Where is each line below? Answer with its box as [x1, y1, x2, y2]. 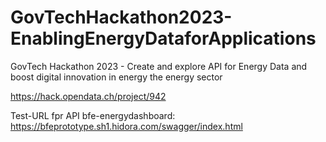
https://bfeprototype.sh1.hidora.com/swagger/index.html [10, 120, 243, 132]
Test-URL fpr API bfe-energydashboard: [10, 109, 176, 121]
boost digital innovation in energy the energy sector [10, 71, 223, 83]
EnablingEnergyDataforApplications [10, 27, 317, 50]
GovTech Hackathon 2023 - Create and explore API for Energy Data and [10, 60, 308, 72]
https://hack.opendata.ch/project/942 [10, 90, 167, 102]
